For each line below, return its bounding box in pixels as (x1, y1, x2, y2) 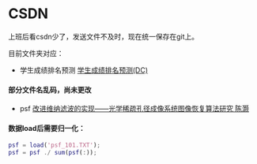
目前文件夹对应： (8, 48, 64, 58)
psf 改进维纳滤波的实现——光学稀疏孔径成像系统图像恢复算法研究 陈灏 (19, 104, 249, 114)
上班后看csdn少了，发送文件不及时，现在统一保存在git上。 (8, 32, 199, 41)
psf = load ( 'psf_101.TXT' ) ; (8, 141, 101, 150)
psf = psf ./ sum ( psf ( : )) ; (8, 149, 97, 157)
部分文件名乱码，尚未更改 (8, 84, 92, 95)
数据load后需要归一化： (8, 123, 85, 132)
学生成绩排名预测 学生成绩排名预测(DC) (19, 65, 149, 75)
